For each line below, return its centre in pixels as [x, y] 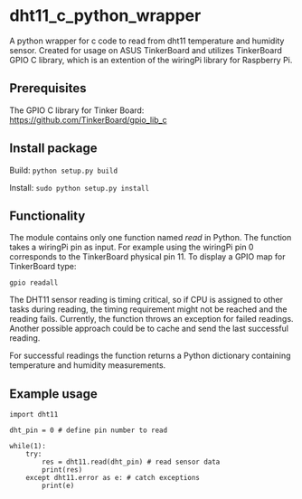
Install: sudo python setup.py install [80, 187]
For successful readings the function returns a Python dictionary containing [150, 356]
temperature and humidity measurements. [88, 365]
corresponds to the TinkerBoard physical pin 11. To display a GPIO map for [148, 257]
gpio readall [34, 283]
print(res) [62, 470]
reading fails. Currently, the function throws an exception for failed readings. [151, 319]
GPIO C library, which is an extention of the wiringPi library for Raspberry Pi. [151, 60]
